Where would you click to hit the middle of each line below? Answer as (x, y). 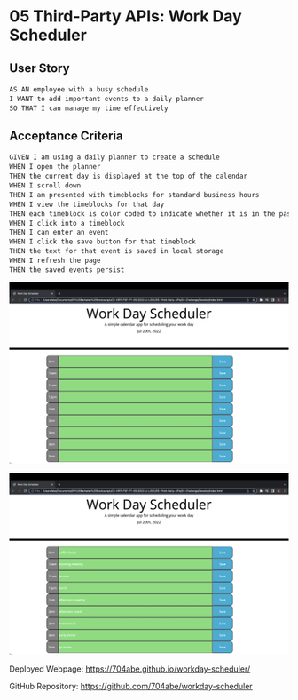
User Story (39, 68)
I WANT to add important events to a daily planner (106, 99)
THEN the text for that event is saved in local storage (117, 251)
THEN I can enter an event (59, 233)
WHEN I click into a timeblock (67, 223)
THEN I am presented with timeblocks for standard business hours (134, 195)
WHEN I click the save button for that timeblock (103, 242)
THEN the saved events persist (67, 270)
